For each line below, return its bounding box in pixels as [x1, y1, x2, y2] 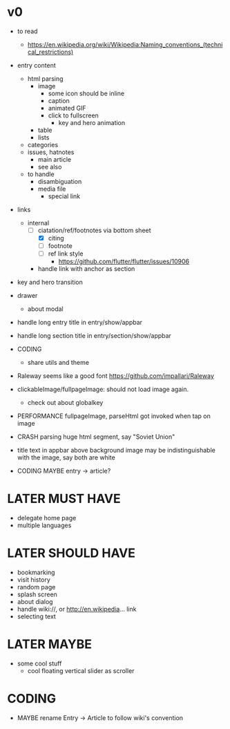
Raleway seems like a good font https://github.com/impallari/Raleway [17, 372, 214, 380]
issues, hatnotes [27, 148, 75, 156]
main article [37, 155, 71, 163]
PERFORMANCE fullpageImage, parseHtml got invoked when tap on [17, 412, 211, 420]
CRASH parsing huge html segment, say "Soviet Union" [17, 433, 175, 441]
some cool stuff [17, 659, 62, 668]
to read [17, 27, 38, 35]
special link [48, 191, 81, 200]
